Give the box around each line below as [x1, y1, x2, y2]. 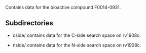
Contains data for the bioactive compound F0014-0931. [5, 5, 121, 10]
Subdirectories [5, 19, 53, 27]
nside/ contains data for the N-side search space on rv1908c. [12, 42, 141, 48]
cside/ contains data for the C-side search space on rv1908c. [12, 32, 141, 38]
